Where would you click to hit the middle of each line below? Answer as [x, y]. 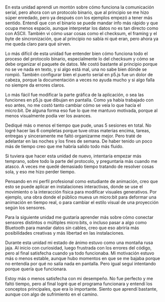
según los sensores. [25, 208]
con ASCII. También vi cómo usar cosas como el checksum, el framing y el [81, 33]
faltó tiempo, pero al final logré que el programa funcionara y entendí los [79, 284]
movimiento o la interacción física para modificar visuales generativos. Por [81, 192]
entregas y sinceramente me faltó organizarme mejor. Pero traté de [73, 136]
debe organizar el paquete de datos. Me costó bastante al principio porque [81, 64]
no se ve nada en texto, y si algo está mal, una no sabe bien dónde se [76, 69]
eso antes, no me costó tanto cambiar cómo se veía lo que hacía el [73, 105]
